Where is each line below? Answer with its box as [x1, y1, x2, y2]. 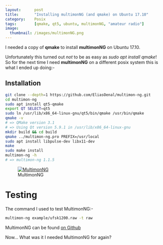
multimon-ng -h [5, 153, 37, 158]
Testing [5, 189, 37, 200]
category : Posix [5, 16, 46, 21]
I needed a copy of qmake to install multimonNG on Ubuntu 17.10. [5, 44, 140, 50]
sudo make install [5, 148, 43, 153]
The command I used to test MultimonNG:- [5, 205, 93, 211]
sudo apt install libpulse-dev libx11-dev [5, 138, 95, 144]
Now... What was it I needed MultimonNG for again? [5, 234, 111, 240]
